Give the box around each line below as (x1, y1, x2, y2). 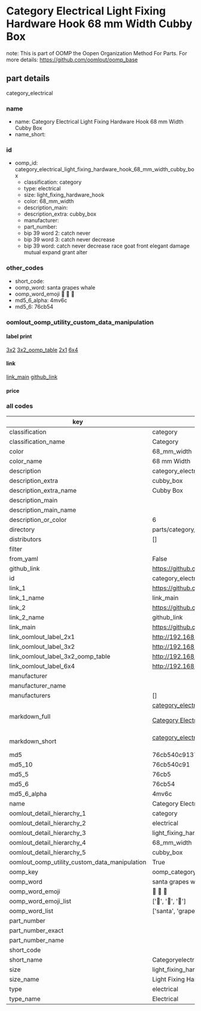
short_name (9, 955, 43, 964)
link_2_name (9, 613, 45, 621)
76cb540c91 (152, 760, 190, 768)
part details (6, 73, 50, 83)
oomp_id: (14, 159, 38, 166)
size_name (9, 975, 39, 983)
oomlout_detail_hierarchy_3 (9, 828, 86, 837)
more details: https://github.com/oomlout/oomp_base (6, 56, 138, 63)
